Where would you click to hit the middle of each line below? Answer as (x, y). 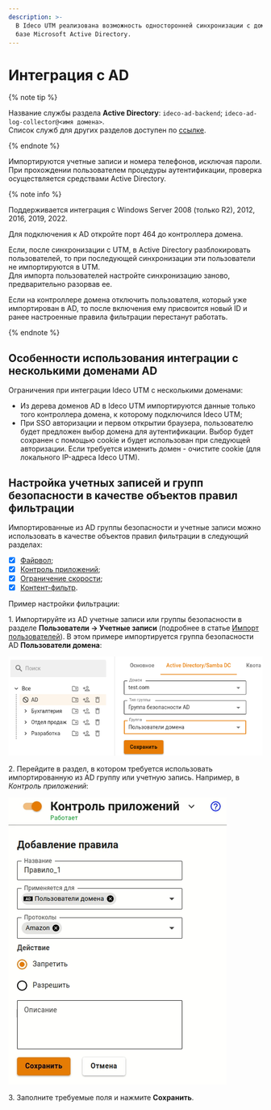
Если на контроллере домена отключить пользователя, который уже (128, 300)
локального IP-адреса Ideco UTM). (80, 457)
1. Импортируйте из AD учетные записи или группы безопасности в (125, 620)
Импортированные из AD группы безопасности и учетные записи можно (135, 527)
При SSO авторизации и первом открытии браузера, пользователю (137, 423)
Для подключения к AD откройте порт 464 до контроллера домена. (126, 234)
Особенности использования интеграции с (123, 358)
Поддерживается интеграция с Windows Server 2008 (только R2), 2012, (132, 210)
